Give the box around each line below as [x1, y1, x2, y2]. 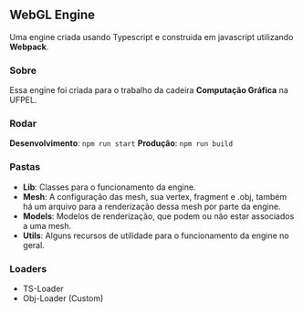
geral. [22, 239, 46, 250]
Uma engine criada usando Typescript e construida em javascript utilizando [9, 31, 294, 42]
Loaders [9, 262, 47, 275]
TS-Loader [22, 283, 64, 294]
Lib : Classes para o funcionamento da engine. [22, 182, 196, 193]
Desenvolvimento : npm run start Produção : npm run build [9, 138, 234, 149]
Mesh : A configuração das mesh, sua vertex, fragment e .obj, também [22, 191, 287, 202]
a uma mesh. [22, 220, 72, 231]
